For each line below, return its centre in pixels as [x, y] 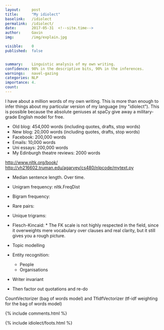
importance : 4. [21, 83]
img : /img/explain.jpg [36, 38]
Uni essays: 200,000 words [40, 147]
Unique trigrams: [29, 215]
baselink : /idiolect [28, 19]
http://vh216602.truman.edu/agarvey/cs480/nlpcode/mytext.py [69, 167]
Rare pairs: [23, 206]
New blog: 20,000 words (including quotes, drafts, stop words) [76, 132]
